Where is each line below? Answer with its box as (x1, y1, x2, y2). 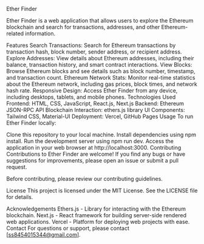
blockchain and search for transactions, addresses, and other (6, 24, 160, 30)
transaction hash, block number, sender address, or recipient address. (6, 48, 182, 55)
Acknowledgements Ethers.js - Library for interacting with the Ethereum (6, 205, 186, 212)
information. (25, 30, 56, 37)
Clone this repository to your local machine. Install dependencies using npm (6, 131, 196, 138)
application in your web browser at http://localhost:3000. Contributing (6, 144, 182, 151)
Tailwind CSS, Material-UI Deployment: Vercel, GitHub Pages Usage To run (6, 113, 194, 120)
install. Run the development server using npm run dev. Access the (6, 138, 174, 145)
